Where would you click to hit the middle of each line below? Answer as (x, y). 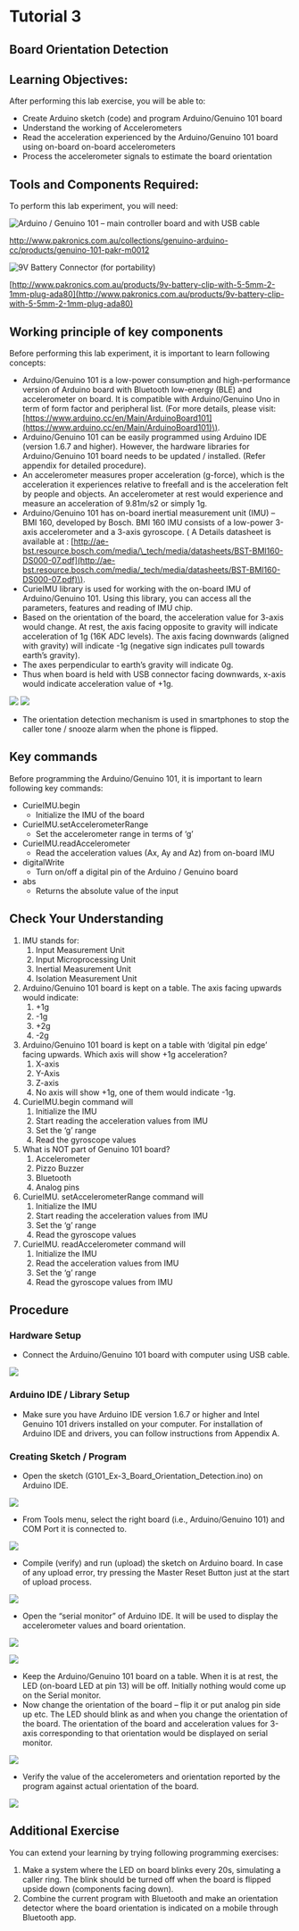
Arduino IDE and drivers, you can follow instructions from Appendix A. (151, 1433)
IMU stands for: (51, 940)
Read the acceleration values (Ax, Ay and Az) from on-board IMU (155, 853)
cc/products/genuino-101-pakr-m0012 (79, 250)
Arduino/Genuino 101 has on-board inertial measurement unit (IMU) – (149, 513)
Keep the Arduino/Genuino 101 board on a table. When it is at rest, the (150, 1676)
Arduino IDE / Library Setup (70, 1395)
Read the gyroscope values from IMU (104, 1282)
